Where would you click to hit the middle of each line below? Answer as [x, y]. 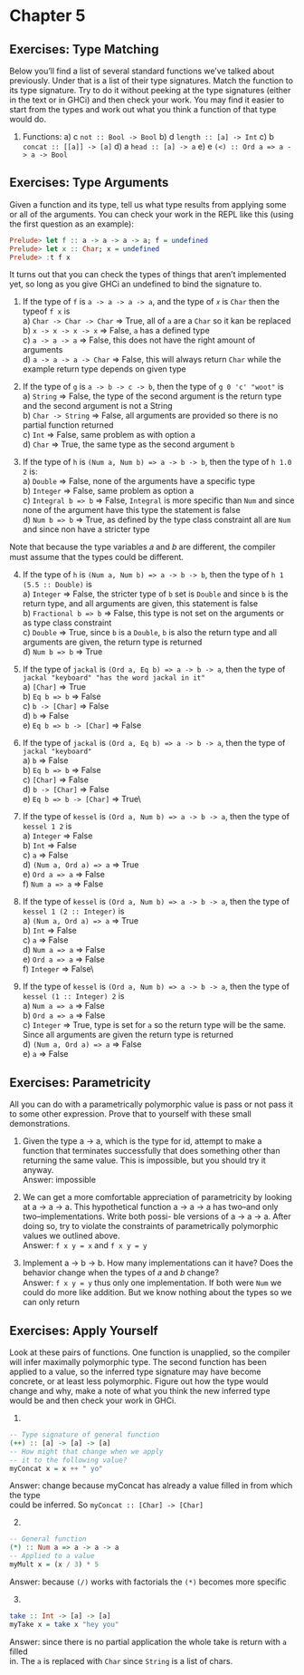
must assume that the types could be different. [96, 557]
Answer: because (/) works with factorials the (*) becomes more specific [148, 1582]
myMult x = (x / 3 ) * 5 [54, 1564]
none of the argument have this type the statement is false [132, 510]
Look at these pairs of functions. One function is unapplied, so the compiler [150, 1352]
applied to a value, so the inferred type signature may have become [135, 1372]
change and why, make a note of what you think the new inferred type [140, 1391]
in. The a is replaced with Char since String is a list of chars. [121, 1660]
